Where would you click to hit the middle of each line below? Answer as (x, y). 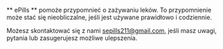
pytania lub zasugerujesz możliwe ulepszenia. (72, 38)
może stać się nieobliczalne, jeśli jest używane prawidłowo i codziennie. (109, 17)
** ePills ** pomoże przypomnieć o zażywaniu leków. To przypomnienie (109, 10)
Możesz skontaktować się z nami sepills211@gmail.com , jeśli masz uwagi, (112, 31)
